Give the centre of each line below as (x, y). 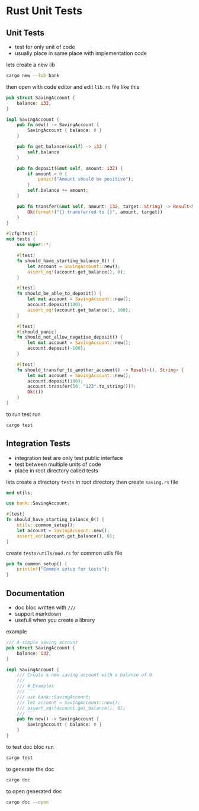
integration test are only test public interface (69, 458)
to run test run (23, 414)
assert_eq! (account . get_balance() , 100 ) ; (79, 310)
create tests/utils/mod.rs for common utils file (64, 553)
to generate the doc (30, 769)
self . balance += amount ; (58, 191)
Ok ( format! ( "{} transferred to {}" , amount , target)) (95, 212)
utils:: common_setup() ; (46, 525)
